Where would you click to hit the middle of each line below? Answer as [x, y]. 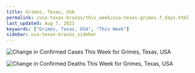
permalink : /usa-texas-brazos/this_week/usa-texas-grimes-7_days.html [98, 18]
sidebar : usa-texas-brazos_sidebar [51, 35]
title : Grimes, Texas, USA [41, 12]
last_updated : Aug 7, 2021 [41, 23]
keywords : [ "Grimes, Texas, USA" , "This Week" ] [68, 29]
